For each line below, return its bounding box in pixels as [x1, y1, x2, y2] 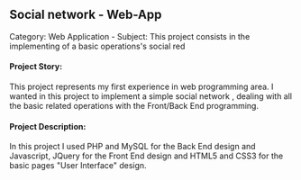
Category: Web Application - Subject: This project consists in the [9, 31, 251, 41]
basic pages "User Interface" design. [9, 160, 147, 171]
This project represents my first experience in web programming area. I [9, 81, 274, 93]
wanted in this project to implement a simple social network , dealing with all [9, 91, 293, 102]
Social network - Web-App [9, 7, 162, 22]
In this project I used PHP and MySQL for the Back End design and [9, 141, 256, 152]
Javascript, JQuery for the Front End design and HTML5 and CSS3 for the [9, 150, 284, 161]
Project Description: [9, 121, 87, 131]
